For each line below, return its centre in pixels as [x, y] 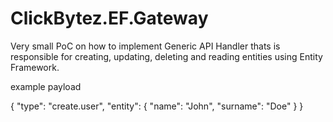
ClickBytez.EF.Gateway [109, 18]
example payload [46, 86]
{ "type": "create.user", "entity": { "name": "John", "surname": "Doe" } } [157, 106]
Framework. [35, 67]
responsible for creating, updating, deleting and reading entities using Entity [166, 56]
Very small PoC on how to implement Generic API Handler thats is [145, 46]
